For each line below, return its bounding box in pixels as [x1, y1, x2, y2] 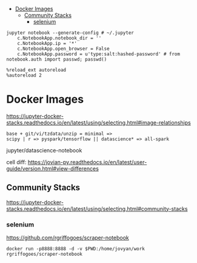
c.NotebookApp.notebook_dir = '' [17, 35, 102, 41]
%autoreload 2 [6, 72, 42, 78]
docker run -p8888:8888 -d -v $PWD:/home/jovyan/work [6, 246, 145, 252]
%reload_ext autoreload [6, 67, 67, 73]
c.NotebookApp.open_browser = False [17, 46, 110, 52]
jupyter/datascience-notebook [6, 146, 82, 154]
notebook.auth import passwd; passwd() [6, 56, 107, 63]
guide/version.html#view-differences [6, 165, 99, 172]
